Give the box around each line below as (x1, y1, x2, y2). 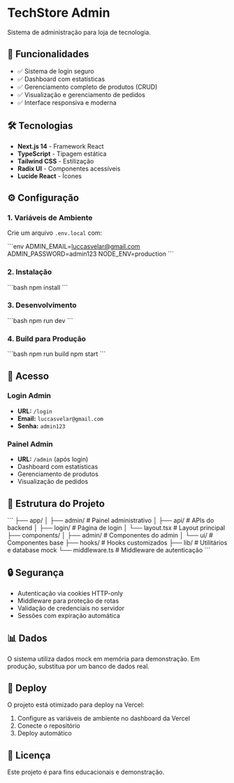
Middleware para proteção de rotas (17, 596, 119, 605)
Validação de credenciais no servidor (17, 603, 125, 612)
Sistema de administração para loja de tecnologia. (7, 28, 152, 36)
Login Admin (7, 391, 51, 401)
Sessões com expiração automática (17, 611, 121, 619)
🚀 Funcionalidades (7, 48, 89, 60)
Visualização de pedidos (17, 477, 89, 486)
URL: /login (17, 407, 52, 415)
